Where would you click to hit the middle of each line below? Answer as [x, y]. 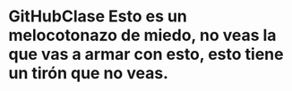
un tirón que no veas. [89, 74]
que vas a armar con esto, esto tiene [146, 54]
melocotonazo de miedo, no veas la [142, 35]
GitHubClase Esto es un [98, 17]
